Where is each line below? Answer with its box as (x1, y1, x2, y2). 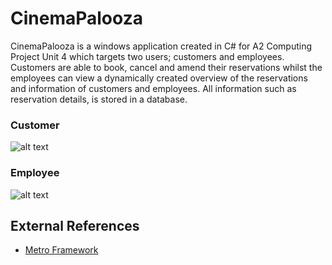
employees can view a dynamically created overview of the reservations (10, 72, 308, 84)
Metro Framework (24, 244, 99, 256)
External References (10, 217, 140, 234)
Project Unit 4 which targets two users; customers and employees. (10, 50, 285, 62)
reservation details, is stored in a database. (10, 93, 188, 105)
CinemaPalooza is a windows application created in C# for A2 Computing (10, 40, 312, 52)
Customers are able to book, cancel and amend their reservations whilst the (10, 61, 323, 73)
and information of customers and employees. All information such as (10, 82, 297, 94)
